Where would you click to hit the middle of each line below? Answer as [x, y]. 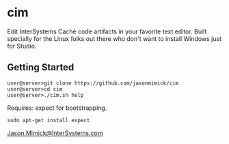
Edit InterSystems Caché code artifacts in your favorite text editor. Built [107, 31]
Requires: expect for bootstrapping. [57, 108]
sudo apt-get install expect [49, 120]
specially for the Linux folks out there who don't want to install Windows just [114, 38]
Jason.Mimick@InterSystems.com [55, 133]
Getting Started [41, 67]
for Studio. [22, 46]
